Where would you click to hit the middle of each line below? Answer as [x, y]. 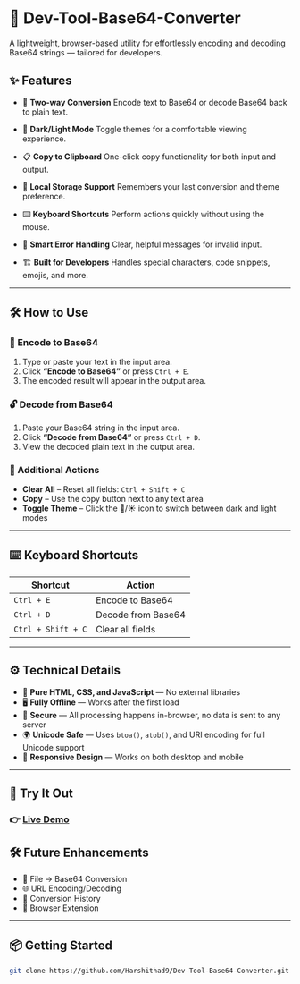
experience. [44, 139]
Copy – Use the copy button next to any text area [112, 499]
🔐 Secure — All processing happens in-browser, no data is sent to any [151, 715]
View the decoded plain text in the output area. [108, 446]
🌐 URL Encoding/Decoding [72, 888]
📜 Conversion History [61, 898]
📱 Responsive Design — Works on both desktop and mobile [133, 757]
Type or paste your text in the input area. [97, 362]
